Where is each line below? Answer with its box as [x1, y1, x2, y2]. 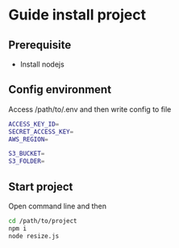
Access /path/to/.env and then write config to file [8, 104, 172, 114]
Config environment [8, 83, 111, 96]
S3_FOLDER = [8, 157, 45, 165]
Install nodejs [19, 59, 65, 69]
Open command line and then [8, 201, 107, 211]
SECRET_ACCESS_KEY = [8, 127, 74, 135]
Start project [8, 180, 73, 194]
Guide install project [8, 6, 147, 24]
